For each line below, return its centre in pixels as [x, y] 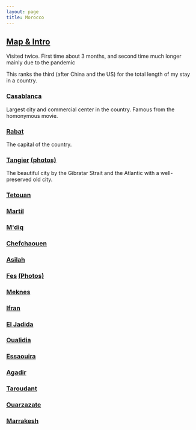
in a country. [22, 81]
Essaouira [21, 357]
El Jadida [20, 324]
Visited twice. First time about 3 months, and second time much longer [94, 56]
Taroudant [22, 389]
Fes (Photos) [25, 275]
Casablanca [24, 96]
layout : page [23, 12]
